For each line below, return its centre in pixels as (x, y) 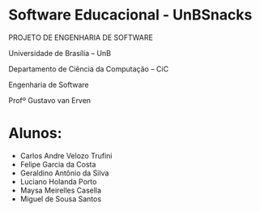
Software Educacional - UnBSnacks (130, 15)
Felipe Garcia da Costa (58, 164)
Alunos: (35, 134)
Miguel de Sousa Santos (61, 199)
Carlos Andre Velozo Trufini (66, 155)
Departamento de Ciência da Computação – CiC (88, 69)
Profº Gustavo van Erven (50, 100)
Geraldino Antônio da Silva (64, 173)
